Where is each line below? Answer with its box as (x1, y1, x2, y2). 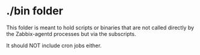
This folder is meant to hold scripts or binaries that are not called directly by (6, 24, 195, 31)
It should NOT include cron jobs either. (6, 42, 102, 49)
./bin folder (6, 4, 63, 18)
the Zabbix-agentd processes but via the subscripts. (6, 30, 137, 37)
